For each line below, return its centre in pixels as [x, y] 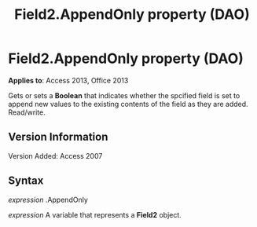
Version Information [58, 137]
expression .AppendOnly [48, 200]
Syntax [26, 181]
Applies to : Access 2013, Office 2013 [68, 80]
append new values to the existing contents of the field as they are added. [128, 104]
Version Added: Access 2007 [55, 156]
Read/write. [27, 112]
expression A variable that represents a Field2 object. [95, 214]
